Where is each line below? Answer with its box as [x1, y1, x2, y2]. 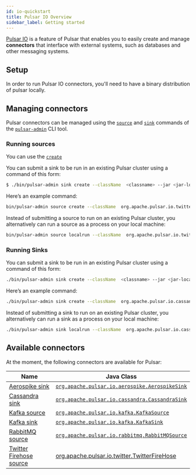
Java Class [106, 372, 137, 380]
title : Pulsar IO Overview [6, 14, 72, 20]
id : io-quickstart [6, 8, 51, 15]
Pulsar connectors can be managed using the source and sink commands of [6, 119, 190, 126]
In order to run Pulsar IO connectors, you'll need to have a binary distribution [6, 80, 191, 88]
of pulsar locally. [6, 87, 46, 94]
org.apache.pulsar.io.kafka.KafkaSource [55, 409, 169, 416]
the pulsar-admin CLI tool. [6, 125, 68, 132]
